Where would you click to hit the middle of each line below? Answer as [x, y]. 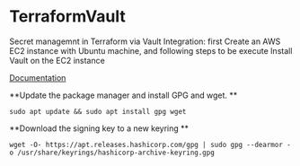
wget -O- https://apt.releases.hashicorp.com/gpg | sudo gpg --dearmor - [150, 144]
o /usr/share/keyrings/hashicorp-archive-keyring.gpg [112, 153]
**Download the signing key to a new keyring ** [99, 128]
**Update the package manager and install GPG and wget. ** [124, 95]
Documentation [38, 77]
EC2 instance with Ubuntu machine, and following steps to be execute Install [151, 50]
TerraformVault [67, 17]
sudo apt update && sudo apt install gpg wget [98, 111]
